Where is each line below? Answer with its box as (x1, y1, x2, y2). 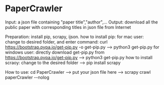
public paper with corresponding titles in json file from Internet (5, 24, 131, 30)
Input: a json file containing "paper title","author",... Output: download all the (5, 19, 158, 25)
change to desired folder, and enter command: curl (5, 39, 108, 44)
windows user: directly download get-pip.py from (5, 49, 105, 55)
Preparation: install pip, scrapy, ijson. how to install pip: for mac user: (5, 34, 144, 40)
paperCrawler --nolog (5, 74, 50, 80)
